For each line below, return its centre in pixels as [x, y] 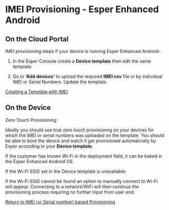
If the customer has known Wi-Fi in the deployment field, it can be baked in [84, 156]
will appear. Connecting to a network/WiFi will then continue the [72, 187]
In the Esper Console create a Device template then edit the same [82, 61]
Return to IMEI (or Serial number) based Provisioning [60, 202]
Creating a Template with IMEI [37, 92]
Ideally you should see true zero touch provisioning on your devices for [80, 130]
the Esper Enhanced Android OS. [40, 161]
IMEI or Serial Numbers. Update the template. [60, 82]
